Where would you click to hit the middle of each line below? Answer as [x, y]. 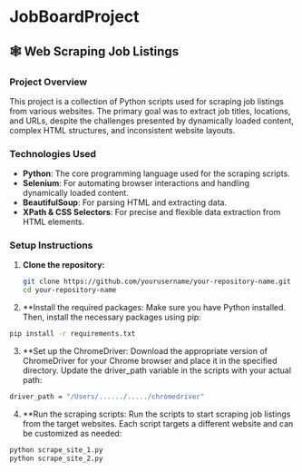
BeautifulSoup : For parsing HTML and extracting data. [125, 202]
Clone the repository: [63, 265]
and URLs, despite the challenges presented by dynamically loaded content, [152, 121]
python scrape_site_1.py [56, 450]
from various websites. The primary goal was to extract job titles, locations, [150, 111]
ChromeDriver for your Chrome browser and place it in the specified [150, 361]
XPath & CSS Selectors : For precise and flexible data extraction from [151, 212]
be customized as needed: [72, 433]
